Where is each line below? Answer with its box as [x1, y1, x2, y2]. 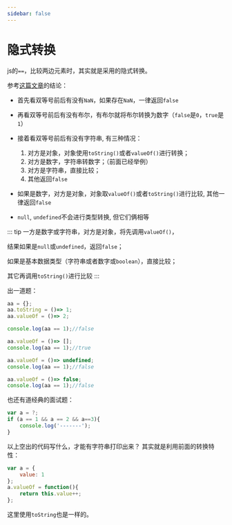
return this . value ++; [19, 490, 81, 497]
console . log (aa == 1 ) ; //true [7, 344, 91, 351]
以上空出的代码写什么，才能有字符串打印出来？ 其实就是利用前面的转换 [7, 442, 209, 450]
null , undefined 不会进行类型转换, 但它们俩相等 [17, 213, 150, 221]
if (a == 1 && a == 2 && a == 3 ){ [7, 416, 100, 423]
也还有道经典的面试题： [7, 395, 74, 404]
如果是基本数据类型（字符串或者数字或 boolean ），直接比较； [7, 257, 177, 265]
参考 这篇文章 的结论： [7, 81, 68, 89]
